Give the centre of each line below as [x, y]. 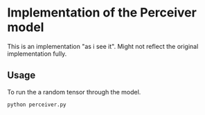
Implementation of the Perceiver [102, 13]
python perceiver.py [37, 105]
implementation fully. [37, 54]
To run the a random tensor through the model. [74, 92]
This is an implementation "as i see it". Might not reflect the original [103, 46]
